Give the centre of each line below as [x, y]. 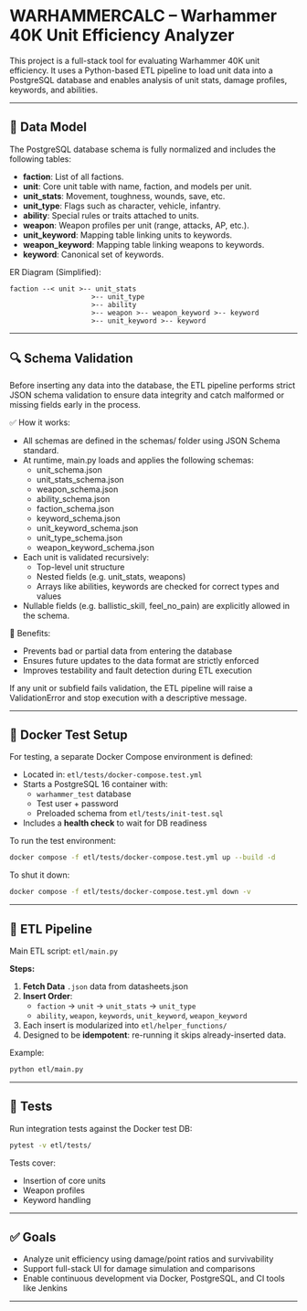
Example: [27, 1052]
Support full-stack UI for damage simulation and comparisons [139, 1269]
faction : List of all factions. [73, 176]
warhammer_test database [84, 794]
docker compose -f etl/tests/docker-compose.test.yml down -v [130, 892]
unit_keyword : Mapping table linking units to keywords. [127, 235]
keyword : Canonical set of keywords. [93, 254]
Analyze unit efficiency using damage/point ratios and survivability [148, 1259]
